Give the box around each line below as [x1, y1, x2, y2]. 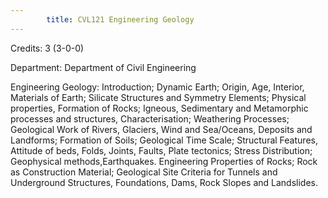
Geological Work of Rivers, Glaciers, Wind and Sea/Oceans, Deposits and [10, 123, 313, 135]
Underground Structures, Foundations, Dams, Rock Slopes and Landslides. [10, 176, 318, 188]
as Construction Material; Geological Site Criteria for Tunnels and [10, 166, 278, 178]
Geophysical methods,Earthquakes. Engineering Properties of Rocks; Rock [10, 155, 318, 167]
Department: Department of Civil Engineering [10, 61, 197, 73]
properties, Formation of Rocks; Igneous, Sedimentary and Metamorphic [10, 102, 309, 114]
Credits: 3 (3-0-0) [10, 42, 85, 54]
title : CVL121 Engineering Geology [46, 14, 195, 25]
